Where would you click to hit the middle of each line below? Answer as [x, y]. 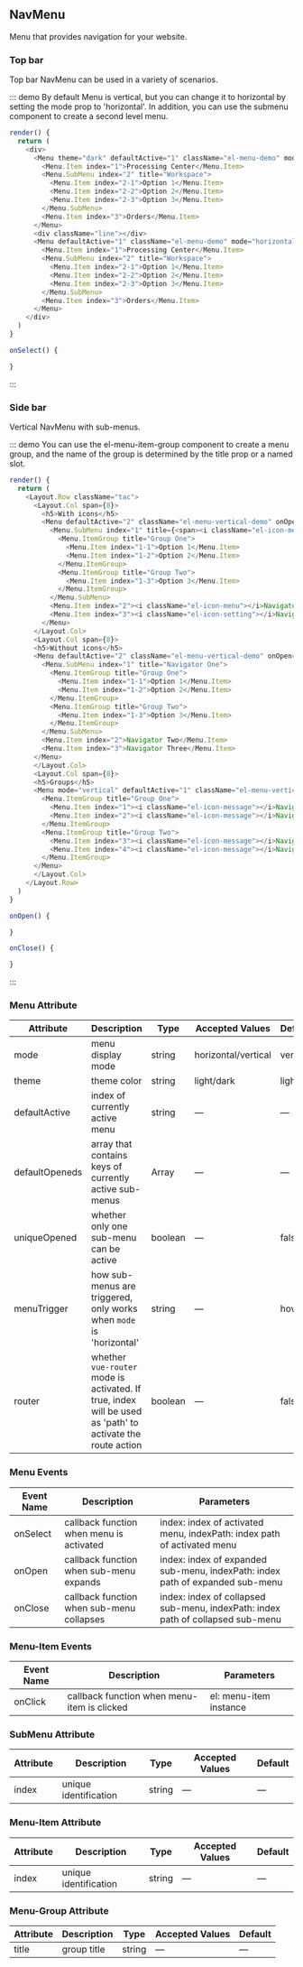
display [106, 1055]
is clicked [108, 1707]
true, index [114, 1400]
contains [109, 1156]
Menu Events [39, 1473]
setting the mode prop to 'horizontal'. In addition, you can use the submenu [149, 106]
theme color [116, 1081]
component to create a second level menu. [89, 116]
